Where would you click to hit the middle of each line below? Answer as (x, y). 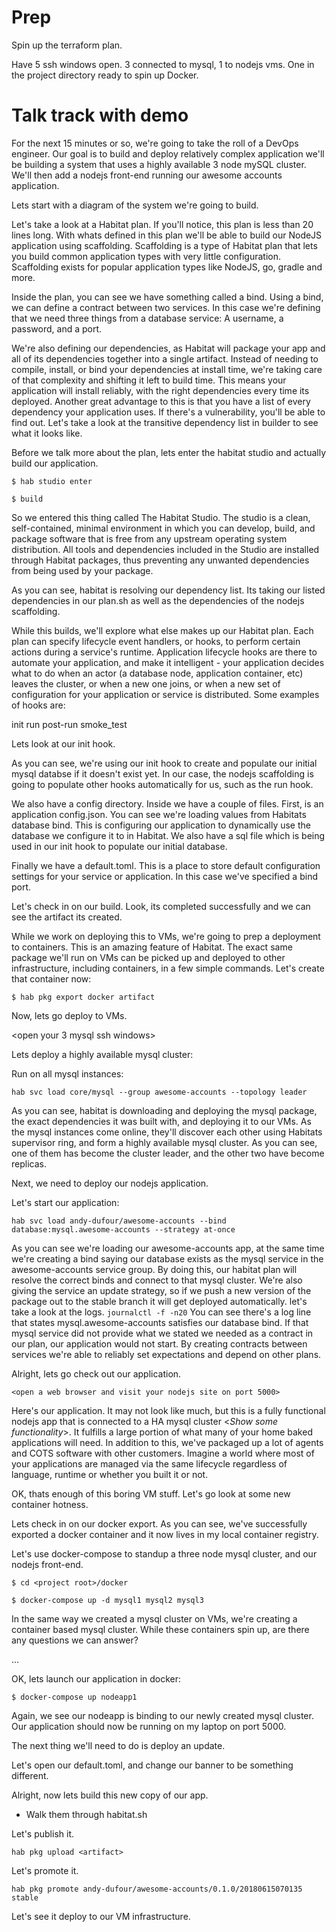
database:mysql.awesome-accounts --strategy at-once (123, 1229)
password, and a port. (57, 328)
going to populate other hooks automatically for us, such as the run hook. (162, 784)
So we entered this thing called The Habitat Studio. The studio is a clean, (161, 517)
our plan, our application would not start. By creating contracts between (159, 1343)
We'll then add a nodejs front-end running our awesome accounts (147, 175)
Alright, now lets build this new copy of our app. (110, 1795)
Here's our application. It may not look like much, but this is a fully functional (168, 1410)
